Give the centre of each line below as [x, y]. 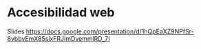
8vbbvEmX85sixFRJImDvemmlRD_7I [59, 38]
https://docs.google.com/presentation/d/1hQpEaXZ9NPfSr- [110, 31]
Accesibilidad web [61, 13]
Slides [16, 31]
